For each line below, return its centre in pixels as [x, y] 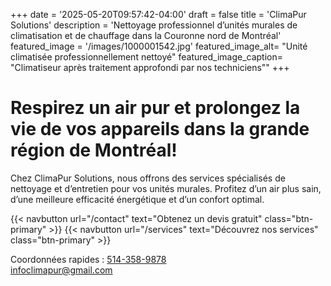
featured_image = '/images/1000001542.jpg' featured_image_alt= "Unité [159, 46]
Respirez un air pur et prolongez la [155, 108]
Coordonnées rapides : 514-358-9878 [88, 259]
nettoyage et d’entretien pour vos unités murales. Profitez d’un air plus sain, [166, 188]
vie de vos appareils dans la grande [160, 129]
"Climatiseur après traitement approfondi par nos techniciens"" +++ [150, 67]
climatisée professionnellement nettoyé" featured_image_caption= [147, 57]
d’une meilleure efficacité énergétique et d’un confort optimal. [137, 199]
